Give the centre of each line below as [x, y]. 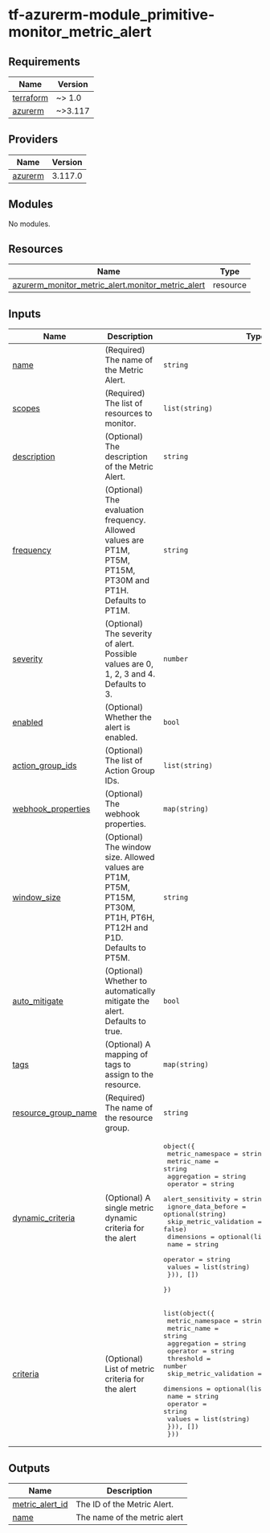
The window [128, 847]
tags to [118, 1064]
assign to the [129, 1075]
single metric [129, 1208]
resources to [129, 414]
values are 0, [129, 664]
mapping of [127, 1055]
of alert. [119, 644]
